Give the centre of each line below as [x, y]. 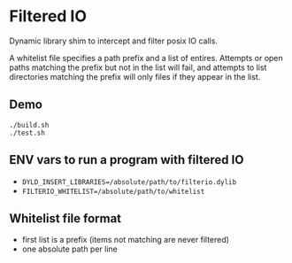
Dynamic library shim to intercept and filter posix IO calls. [114, 41]
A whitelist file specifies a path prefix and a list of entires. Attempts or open [146, 58]
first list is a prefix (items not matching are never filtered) [126, 240]
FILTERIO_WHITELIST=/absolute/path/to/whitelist [113, 191]
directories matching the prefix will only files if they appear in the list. [135, 76]
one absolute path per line [69, 249]
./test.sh [27, 133]
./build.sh [29, 125]
